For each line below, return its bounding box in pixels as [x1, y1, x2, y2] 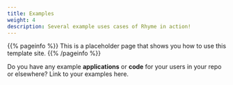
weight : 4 [7, 17, 36, 23]
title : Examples [7, 10, 54, 17]
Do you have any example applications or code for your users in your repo [7, 63, 222, 71]
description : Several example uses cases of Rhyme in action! [7, 23, 191, 30]
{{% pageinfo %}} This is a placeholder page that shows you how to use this [7, 42, 227, 50]
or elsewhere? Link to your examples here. [7, 70, 129, 78]
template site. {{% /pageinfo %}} [7, 49, 102, 57]
